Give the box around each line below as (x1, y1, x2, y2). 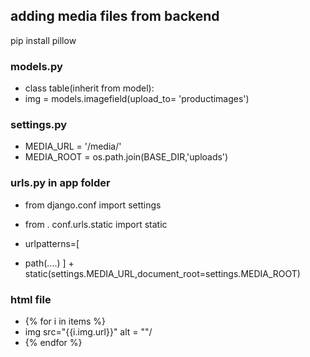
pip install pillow (10, 34, 77, 46)
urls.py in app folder (10, 176, 111, 190)
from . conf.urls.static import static (24, 218, 168, 230)
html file (10, 292, 52, 306)
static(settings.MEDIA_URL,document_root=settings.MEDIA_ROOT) (24, 267, 301, 279)
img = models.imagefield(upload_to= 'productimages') (24, 93, 250, 105)
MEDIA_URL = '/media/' (24, 140, 122, 153)
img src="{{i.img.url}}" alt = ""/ (24, 326, 153, 338)
